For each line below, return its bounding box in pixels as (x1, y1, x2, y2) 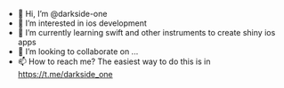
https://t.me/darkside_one (17, 69, 113, 79)
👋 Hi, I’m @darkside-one (17, 9, 108, 19)
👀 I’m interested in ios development (17, 18, 147, 28)
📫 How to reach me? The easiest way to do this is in (17, 56, 211, 67)
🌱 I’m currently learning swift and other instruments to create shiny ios (17, 28, 276, 37)
